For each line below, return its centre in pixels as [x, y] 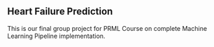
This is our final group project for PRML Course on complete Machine [107, 28]
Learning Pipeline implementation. [56, 36]
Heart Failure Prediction [60, 12]
